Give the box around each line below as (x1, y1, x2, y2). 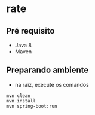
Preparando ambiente (6, 65, 89, 75)
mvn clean (6, 92, 31, 99)
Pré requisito (6, 26, 55, 36)
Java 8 (14, 41, 32, 49)
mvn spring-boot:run (6, 103, 58, 109)
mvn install (6, 98, 36, 104)
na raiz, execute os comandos (14, 81, 90, 88)
